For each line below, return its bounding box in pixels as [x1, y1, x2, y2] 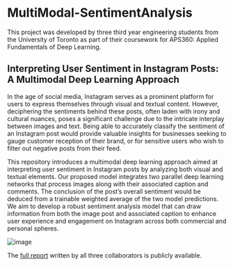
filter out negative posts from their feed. [7, 144, 122, 152]
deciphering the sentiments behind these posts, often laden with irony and [7, 107, 220, 116]
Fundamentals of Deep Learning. [7, 42, 102, 51]
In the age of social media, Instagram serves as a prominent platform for [7, 92, 214, 100]
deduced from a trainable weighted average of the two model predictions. [7, 194, 219, 203]
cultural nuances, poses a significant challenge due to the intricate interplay [7, 114, 225, 123]
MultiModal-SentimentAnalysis [7, 5, 193, 21]
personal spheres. [7, 224, 59, 233]
